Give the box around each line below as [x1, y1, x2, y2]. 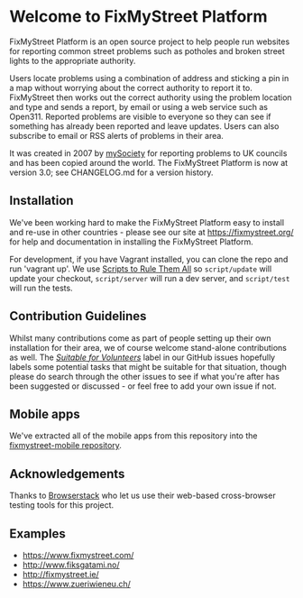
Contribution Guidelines [9, 308, 147, 324]
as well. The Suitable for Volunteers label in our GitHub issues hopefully [9, 352, 276, 363]
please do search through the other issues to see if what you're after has [9, 371, 280, 382]
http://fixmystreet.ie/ [22, 569, 99, 579]
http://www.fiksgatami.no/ [22, 559, 120, 570]
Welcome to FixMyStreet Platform [9, 6, 268, 27]
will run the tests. [9, 282, 74, 293]
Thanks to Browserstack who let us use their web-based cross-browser [9, 490, 277, 501]
